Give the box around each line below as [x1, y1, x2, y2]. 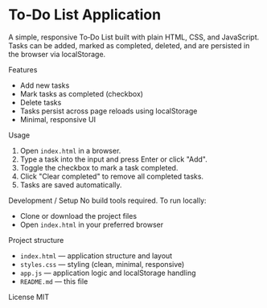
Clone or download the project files [19, 211, 138, 220]
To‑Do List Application [8, 6, 162, 24]
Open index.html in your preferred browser [19, 220, 163, 229]
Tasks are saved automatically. [19, 179, 122, 190]
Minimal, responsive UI [19, 114, 97, 124]
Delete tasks [19, 97, 62, 107]
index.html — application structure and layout [19, 251, 173, 261]
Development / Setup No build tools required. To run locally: [8, 195, 207, 205]
